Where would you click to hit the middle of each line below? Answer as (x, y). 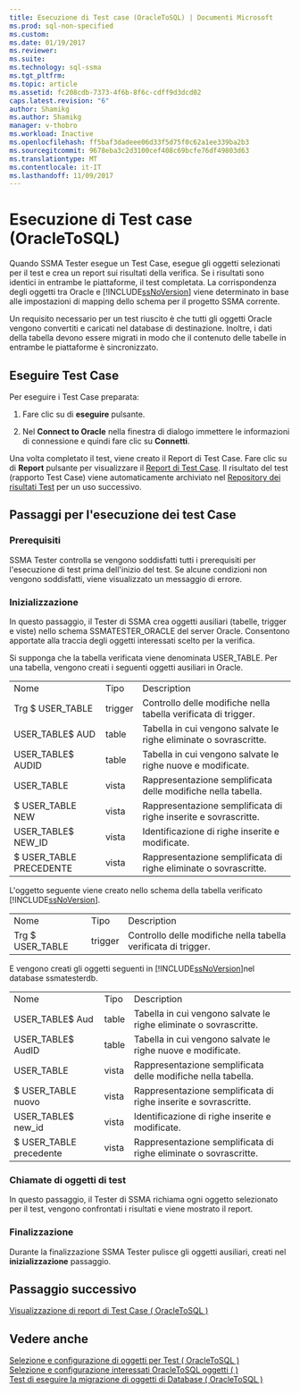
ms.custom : (29, 34)
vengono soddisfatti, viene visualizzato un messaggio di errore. (126, 578)
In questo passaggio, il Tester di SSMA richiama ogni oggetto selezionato (144, 1200)
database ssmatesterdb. (54, 978)
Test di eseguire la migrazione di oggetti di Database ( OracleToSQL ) (136, 1380)
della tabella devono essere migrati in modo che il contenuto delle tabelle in (148, 338)
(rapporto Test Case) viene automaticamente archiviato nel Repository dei (145, 477)
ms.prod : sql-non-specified (62, 26)
